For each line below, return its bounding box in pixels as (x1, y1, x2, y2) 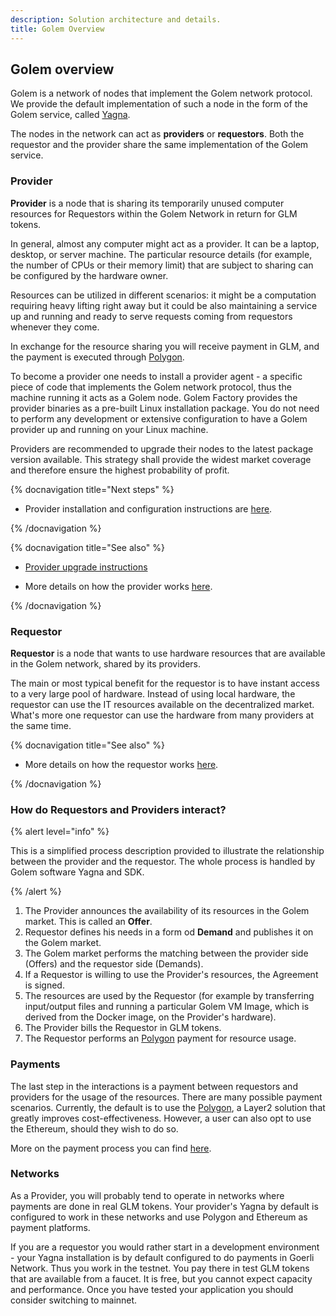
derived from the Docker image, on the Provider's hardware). (24, 1011, 277, 1023)
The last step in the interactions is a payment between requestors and (10, 1080, 298, 1092)
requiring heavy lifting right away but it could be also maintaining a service (10, 299, 318, 311)
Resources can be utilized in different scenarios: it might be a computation (10, 289, 317, 301)
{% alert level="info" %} (10, 826, 110, 838)
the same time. (10, 719, 72, 731)
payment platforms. (10, 1221, 91, 1233)
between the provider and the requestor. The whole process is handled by (10, 856, 316, 868)
